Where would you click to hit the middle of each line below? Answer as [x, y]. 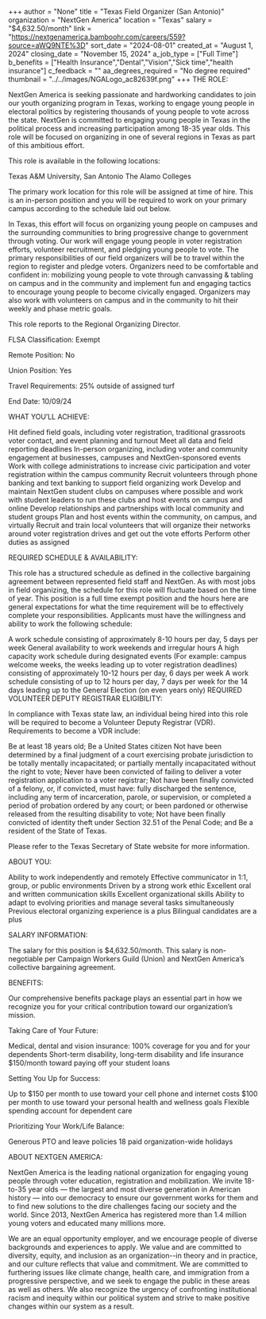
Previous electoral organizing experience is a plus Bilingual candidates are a [133, 911]
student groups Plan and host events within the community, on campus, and [133, 517]
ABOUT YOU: [30, 862]
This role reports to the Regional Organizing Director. [94, 324]
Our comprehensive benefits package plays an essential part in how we [125, 998]
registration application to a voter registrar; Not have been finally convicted [131, 780]
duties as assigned [39, 542]
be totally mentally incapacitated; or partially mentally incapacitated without [132, 763]
